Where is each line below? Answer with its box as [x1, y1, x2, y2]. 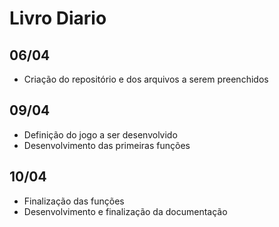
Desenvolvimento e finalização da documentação [23, 205, 228, 217]
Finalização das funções [23, 195, 125, 207]
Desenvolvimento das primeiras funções [23, 139, 191, 151]
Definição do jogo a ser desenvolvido [23, 128, 178, 141]
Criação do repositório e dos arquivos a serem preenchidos [23, 73, 269, 85]
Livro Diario [9, 7, 107, 30]
